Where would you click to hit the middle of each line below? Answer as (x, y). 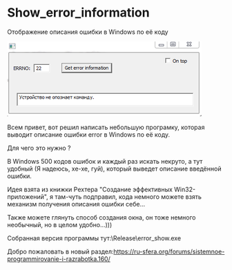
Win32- (184, 189)
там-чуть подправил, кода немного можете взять (128, 196)
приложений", (28, 196)
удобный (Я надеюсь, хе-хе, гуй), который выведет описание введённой (114, 168)
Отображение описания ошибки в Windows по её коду (88, 32)
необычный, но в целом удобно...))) (60, 224)
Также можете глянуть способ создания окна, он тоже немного (101, 217)
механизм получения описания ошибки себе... (76, 204)
